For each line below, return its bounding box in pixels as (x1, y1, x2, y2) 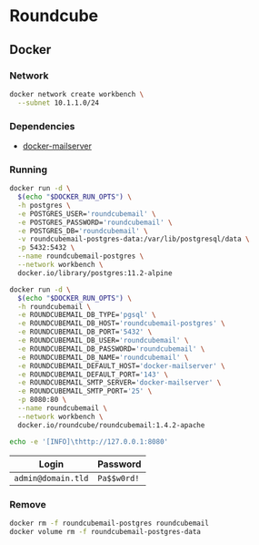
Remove (9, 498, 47, 510)
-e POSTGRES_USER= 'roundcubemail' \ (17, 209, 156, 219)
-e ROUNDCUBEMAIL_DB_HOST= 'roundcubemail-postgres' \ (17, 319, 225, 328)
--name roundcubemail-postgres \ (17, 252, 144, 261)
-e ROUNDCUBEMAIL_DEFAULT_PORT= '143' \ (17, 370, 169, 379)
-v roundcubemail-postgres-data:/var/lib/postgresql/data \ (17, 234, 250, 244)
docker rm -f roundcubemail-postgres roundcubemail (9, 519, 209, 528)
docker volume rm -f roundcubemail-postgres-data (9, 527, 202, 536)
